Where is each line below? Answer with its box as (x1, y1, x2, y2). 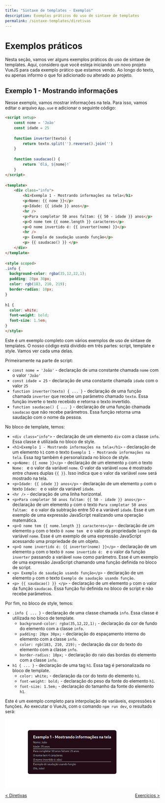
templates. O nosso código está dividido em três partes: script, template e (5, 343, 155, 348)
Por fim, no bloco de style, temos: (5, 600, 74, 606)
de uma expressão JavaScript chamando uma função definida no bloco (12, 559, 157, 565)
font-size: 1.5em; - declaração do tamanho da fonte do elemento (19, 683, 154, 689)
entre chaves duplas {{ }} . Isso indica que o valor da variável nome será (12, 470, 157, 476)
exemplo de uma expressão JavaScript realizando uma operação (12, 512, 144, 518)
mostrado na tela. (12, 475, 48, 481)
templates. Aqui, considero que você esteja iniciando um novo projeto (5, 62, 146, 68)
